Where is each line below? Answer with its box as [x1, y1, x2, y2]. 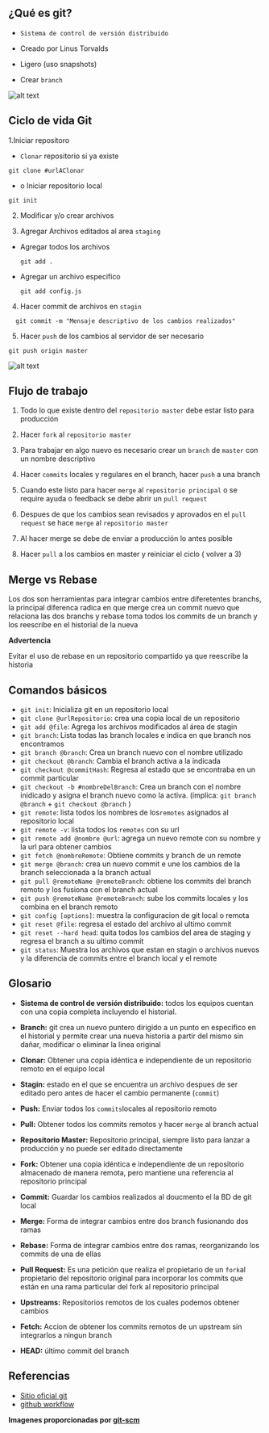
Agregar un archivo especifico [19, 271, 121, 281]
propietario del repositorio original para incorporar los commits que [19, 1273, 243, 1283]
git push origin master [8, 346, 89, 354]
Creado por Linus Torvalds [19, 44, 109, 53]
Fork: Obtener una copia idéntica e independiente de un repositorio [19, 1159, 244, 1169]
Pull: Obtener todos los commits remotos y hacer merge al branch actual [19, 1119, 259, 1129]
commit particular [19, 773, 79, 783]
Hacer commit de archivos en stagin [19, 301, 143, 311]
